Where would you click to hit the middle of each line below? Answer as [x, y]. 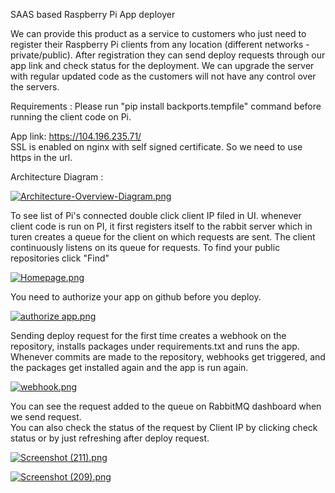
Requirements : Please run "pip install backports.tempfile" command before [166, 106]
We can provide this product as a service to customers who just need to [158, 33]
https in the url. [41, 157]
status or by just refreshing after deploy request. [110, 438]
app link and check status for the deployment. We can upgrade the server [162, 65]
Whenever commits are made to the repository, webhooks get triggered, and [168, 357]
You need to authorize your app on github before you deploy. [136, 297]
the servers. [35, 87]
